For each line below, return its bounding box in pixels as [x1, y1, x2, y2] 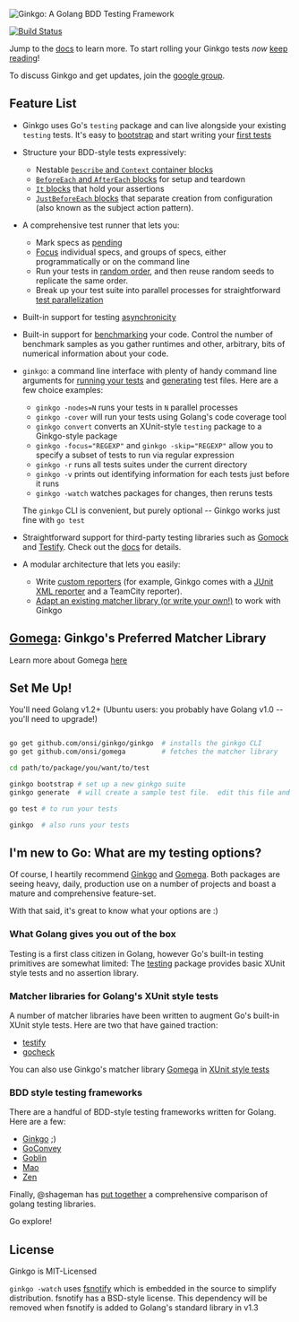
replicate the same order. [35, 274, 128, 286]
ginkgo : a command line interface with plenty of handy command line [21, 365, 278, 376]
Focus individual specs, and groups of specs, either [35, 247, 226, 257]
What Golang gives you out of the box [9, 928, 176, 941]
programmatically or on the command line [35, 256, 191, 266]
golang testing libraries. [9, 1198, 97, 1210]
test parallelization [35, 294, 104, 305]
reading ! [9, 53, 40, 63]
